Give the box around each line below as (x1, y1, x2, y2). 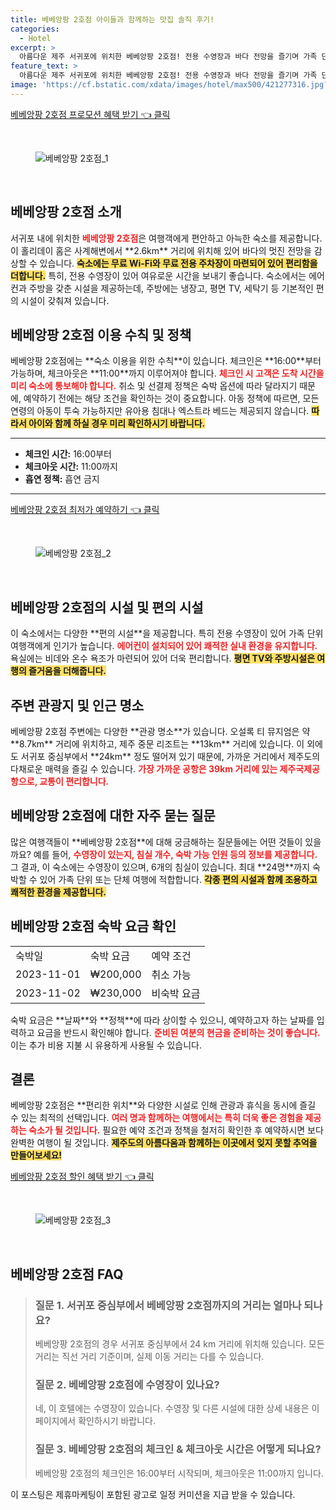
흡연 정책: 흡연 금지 (24, 473, 100, 485)
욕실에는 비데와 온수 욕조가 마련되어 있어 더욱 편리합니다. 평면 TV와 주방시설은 (10, 652, 316, 665)
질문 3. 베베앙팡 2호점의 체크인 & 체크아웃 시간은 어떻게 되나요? (34, 1442, 322, 1456)
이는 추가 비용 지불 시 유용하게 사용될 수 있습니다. (10, 1039, 203, 1051)
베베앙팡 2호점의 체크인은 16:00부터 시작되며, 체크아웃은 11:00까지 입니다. (34, 1467, 324, 1479)
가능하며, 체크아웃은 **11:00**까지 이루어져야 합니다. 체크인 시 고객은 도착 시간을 (10, 367, 325, 380)
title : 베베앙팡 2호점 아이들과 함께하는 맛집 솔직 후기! (10, 14, 215, 25)
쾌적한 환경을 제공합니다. (10, 886, 107, 898)
